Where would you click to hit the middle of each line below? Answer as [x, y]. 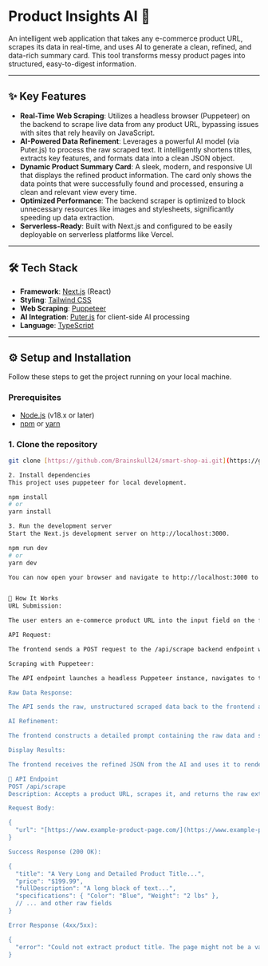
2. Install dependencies [49, 475]
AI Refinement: [33, 722]
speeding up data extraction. [67, 217]
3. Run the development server [60, 526]
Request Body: [32, 808]
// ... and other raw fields [64, 904]
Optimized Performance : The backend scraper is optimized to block [132, 200]
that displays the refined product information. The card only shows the [136, 175]
